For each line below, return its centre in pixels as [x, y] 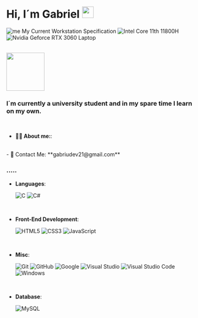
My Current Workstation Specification [69, 31]
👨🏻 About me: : [34, 136]
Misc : [22, 255]
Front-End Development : [47, 219]
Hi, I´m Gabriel [43, 14]
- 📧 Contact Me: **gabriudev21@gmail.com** [63, 154]
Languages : [30, 184]
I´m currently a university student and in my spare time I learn [99, 103]
